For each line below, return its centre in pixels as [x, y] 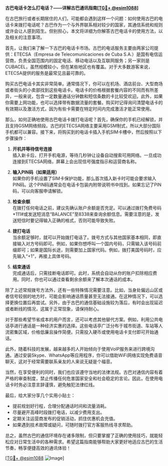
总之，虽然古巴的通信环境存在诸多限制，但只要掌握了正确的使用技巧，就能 [82, 435]
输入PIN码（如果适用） [36, 172]
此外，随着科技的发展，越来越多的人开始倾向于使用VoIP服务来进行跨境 [78, 349]
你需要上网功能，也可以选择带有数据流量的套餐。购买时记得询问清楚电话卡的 [84, 103]
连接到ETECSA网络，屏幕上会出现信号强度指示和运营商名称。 [76, 162]
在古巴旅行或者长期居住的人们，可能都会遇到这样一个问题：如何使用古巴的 [82, 19]
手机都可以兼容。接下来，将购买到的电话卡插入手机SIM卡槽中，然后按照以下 [84, 132]
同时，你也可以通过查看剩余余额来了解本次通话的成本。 [78, 279]
